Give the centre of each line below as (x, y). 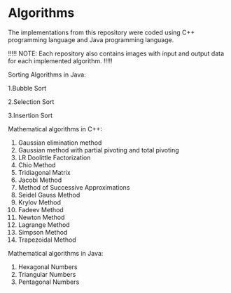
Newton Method (41, 217)
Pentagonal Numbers (49, 282)
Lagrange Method (44, 224)
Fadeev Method (41, 209)
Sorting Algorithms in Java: (47, 74)
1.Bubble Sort (27, 88)
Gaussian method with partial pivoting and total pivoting (98, 150)
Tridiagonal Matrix (44, 172)
